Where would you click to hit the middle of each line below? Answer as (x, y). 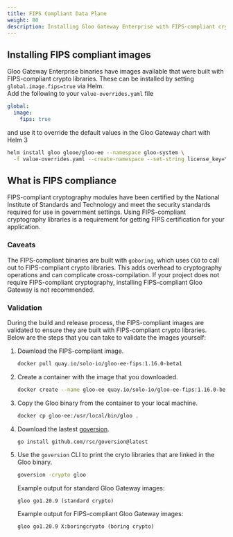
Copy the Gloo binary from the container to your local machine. (107, 403)
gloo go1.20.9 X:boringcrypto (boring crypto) (86, 527)
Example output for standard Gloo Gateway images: (91, 488)
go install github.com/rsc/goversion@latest (83, 442)
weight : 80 (23, 20)
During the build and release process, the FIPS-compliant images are (106, 322)
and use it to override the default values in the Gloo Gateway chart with (109, 132)
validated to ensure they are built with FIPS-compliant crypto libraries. (107, 330)
